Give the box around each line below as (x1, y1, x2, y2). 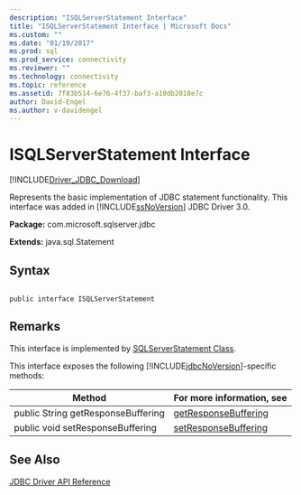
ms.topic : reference (9, 80, 87, 89)
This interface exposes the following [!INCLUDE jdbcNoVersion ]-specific (9, 360, 277, 371)
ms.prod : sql (9, 47, 59, 56)
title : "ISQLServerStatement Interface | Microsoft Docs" (9, 22, 232, 31)
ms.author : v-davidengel (9, 106, 103, 115)
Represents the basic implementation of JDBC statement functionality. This (9, 191, 288, 203)
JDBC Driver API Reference (9, 476, 111, 487)
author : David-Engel (9, 97, 87, 107)
